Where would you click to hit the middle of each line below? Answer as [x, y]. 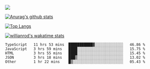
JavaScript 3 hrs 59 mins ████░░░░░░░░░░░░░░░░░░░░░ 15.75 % [75, 49]
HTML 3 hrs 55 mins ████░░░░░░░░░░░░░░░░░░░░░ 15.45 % [75, 53]
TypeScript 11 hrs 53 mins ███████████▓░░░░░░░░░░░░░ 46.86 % [75, 45]
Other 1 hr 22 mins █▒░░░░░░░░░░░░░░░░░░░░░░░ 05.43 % [75, 62]
